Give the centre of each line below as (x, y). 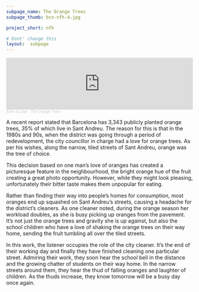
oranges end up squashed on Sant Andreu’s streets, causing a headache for (99, 202)
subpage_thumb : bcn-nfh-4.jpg (44, 17)
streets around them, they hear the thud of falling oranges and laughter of (96, 270)
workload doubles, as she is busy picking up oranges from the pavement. (96, 215)
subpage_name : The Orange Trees (46, 12)
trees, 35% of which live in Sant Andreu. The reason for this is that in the (95, 129)
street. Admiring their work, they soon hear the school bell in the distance (96, 258)
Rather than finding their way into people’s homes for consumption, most (95, 196)
